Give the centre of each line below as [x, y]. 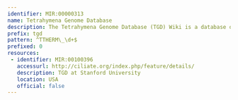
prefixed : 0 [25, 46]
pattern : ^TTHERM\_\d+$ [42, 40]
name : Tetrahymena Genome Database [60, 20]
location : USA [38, 79]
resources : [23, 54]
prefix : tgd [25, 33]
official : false [41, 86]
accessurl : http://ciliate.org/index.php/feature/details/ [106, 66]
